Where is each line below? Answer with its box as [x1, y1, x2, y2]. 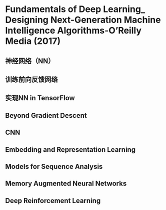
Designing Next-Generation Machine [5, 14, 161, 26]
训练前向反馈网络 [5, 75, 58, 84]
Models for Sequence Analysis [5, 162, 103, 171]
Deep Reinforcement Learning [5, 196, 101, 205]
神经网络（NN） [5, 57, 55, 65]
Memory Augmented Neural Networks [5, 179, 127, 188]
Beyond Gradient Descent [5, 111, 87, 120]
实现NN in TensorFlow [5, 94, 75, 102]
